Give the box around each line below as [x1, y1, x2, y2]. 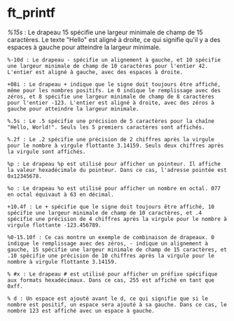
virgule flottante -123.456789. [7, 222, 102, 229]
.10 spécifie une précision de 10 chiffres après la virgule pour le [7, 252, 215, 259]
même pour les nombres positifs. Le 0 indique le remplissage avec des [7, 87, 221, 94]
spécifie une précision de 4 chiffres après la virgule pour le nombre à [7, 215, 228, 222]
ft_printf [7, 5, 56, 21]
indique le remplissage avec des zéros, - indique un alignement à [7, 240, 209, 247]
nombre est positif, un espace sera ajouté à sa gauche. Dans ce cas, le [7, 301, 228, 308]
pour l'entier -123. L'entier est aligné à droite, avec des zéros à [7, 99, 215, 106]
